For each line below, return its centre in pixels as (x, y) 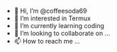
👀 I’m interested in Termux (52, 18)
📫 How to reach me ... (47, 41)
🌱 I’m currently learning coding (59, 26)
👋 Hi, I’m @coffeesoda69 (50, 11)
